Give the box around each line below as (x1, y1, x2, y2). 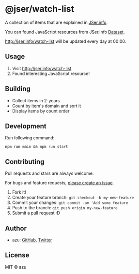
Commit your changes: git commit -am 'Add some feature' (12, 200, 131, 205)
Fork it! (12, 189, 27, 195)
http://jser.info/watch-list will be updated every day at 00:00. (5, 38, 126, 44)
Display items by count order (12, 108, 70, 114)
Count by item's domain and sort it (12, 103, 81, 109)
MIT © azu (5, 264, 27, 270)
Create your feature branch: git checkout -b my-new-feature (12, 195, 134, 201)
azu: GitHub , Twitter (12, 237, 52, 243)
